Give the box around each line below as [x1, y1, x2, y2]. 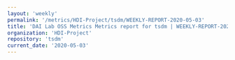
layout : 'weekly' [7, 10, 58, 17]
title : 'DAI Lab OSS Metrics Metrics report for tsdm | [7, 23, 173, 30]
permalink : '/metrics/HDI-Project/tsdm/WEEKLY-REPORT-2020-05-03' [7, 17, 205, 23]
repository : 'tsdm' [7, 36, 64, 43]
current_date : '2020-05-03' [7, 42, 90, 49]
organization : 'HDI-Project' [7, 29, 92, 37]
